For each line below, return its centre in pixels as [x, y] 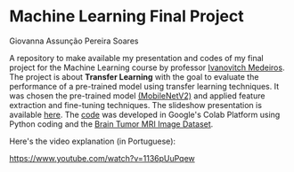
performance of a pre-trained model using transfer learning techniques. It [144, 86]
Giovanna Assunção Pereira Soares [74, 41]
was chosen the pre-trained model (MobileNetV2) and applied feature [137, 96]
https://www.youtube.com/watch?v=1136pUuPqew [102, 158]
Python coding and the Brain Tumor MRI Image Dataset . [111, 124]
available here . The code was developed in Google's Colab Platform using [145, 114]
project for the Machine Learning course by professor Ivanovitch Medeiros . [147, 67]
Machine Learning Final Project [127, 16]
